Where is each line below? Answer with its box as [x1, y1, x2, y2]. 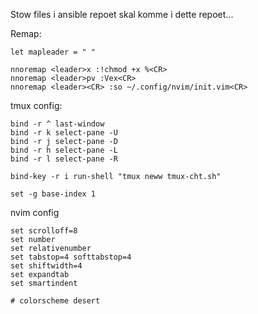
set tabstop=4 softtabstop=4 [10, 252, 132, 262]
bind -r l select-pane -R [10, 154, 118, 164]
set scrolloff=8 [10, 226, 78, 236]
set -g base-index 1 [10, 189, 97, 199]
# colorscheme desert [10, 296, 101, 306]
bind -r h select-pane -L [10, 145, 118, 155]
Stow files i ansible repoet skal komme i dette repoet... [10, 9, 234, 20]
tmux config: [10, 100, 63, 111]
